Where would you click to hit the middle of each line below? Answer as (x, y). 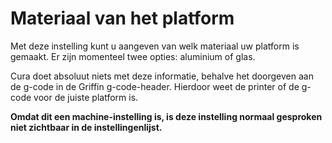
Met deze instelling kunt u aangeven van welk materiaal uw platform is (155, 46)
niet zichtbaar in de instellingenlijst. (86, 127)
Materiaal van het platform (122, 18)
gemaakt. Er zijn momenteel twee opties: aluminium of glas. (133, 56)
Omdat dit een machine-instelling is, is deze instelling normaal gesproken (166, 116)
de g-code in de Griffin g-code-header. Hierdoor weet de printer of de (155, 86)
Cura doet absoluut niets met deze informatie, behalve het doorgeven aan (162, 76)
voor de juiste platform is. (86, 97)
